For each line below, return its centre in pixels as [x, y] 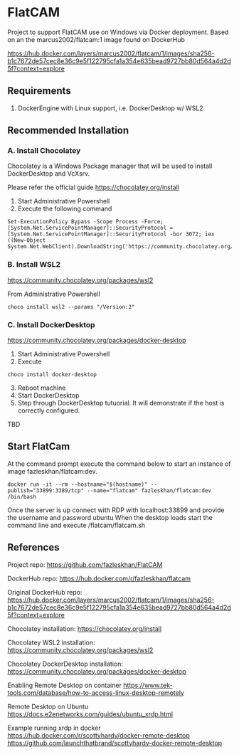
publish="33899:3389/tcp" [46, 490]
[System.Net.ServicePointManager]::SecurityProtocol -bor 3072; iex [111, 234]
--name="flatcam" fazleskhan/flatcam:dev [149, 490]
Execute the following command [65, 209]
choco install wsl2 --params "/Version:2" [71, 307]
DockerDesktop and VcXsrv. [49, 174]
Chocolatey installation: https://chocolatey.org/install [85, 628]
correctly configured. [49, 410]
